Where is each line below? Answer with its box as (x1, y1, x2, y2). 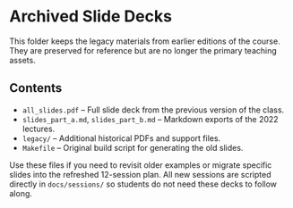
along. (9, 187, 33, 198)
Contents (9, 80, 63, 96)
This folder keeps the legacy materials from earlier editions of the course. (9, 36, 280, 46)
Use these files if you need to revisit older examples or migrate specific (9, 159, 272, 171)
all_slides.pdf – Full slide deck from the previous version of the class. (22, 104, 285, 115)
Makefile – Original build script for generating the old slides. (22, 142, 244, 153)
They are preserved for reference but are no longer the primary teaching (9, 45, 278, 55)
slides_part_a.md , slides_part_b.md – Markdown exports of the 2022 (22, 113, 280, 124)
